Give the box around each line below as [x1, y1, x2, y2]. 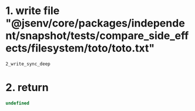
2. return [5, 81, 49, 94]
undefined [5, 100, 30, 106]
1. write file [5, 4, 60, 18]
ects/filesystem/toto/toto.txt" [5, 42, 155, 55]
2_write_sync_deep [5, 60, 51, 67]
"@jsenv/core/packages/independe [5, 16, 186, 30]
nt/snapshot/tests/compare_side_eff [5, 29, 189, 42]
